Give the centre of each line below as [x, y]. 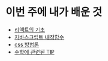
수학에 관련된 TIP [34, 52]
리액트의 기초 [30, 30]
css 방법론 [27, 44]
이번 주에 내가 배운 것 [54, 12]
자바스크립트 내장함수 [39, 37]
